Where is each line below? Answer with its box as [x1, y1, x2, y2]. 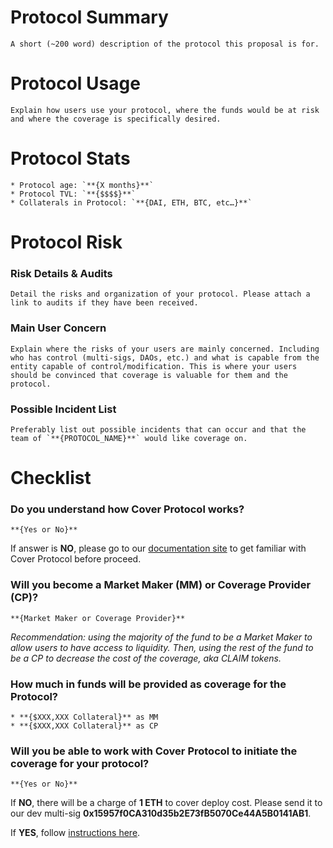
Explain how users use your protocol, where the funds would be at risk [10, 105, 320, 115]
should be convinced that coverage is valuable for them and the [10, 370, 288, 380]
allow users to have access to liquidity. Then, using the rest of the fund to [10, 641, 314, 653]
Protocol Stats [10, 147, 131, 170]
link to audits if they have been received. [10, 298, 199, 308]
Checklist [10, 467, 92, 490]
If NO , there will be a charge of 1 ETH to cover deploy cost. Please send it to [10, 797, 323, 809]
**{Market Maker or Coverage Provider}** [10, 613, 186, 623]
